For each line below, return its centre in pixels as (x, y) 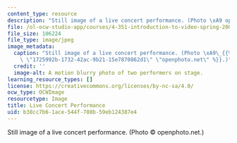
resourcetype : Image (38, 99)
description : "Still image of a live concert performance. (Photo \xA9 (115, 20)
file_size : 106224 (34, 33)
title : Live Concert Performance (56, 106)
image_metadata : (31, 46)
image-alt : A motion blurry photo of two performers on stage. (108, 73)
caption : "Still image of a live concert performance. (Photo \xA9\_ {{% (123, 54)
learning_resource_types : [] (50, 79)
